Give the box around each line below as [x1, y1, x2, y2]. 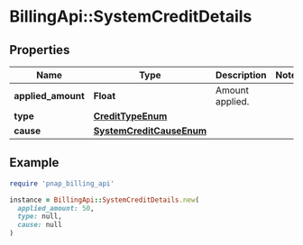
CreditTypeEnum [93, 110, 168, 122]
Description [215, 69, 268, 81]
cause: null [17, 221, 63, 230]
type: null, [17, 212, 63, 222]
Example [9, 155, 60, 170]
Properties [9, 42, 70, 58]
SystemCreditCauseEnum [93, 124, 207, 137]
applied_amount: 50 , [17, 204, 95, 213]
